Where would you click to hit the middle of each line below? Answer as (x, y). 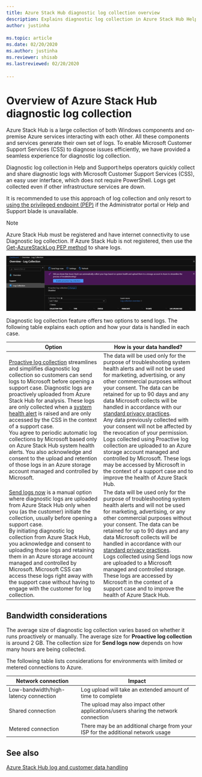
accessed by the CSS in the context (53, 420)
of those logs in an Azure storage (50, 464)
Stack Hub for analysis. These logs (52, 400)
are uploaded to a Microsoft (137, 563)
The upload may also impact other (123, 705)
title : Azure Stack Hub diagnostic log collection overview (83, 13)
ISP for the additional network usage (126, 732)
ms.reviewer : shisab (32, 57)
